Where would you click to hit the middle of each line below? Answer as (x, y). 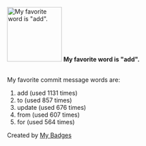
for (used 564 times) (46, 122)
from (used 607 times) (48, 115)
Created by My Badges (39, 135)
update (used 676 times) (52, 107)
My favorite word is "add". (101, 59)
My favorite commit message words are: (64, 80)
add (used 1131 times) (47, 93)
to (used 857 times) (44, 100)
